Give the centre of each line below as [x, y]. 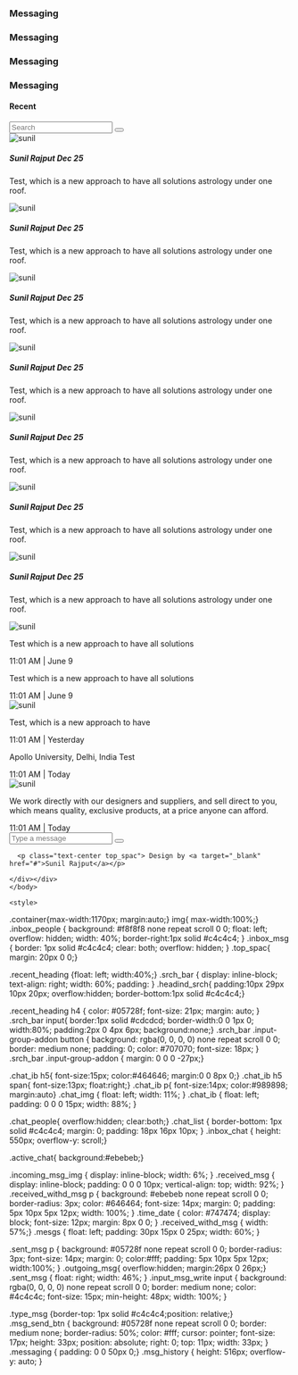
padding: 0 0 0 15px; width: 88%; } [73, 1104]
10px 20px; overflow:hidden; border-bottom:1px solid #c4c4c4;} [127, 993]
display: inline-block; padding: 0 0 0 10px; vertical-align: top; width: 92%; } [147, 1184]
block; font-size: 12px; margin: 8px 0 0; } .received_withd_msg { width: [139, 1222]
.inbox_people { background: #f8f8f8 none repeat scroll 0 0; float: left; [138, 929]
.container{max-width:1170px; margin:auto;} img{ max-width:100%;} [134, 919]
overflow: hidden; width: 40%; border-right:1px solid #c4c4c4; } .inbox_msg [149, 938]
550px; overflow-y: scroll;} [58, 1140]
